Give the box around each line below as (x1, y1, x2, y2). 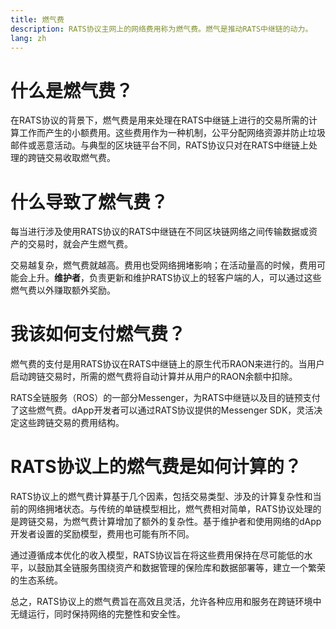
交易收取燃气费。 (44, 152, 116, 164)
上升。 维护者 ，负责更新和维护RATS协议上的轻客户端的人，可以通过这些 (27, 272, 322, 284)
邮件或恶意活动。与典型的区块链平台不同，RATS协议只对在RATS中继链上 (10, 139, 309, 151)
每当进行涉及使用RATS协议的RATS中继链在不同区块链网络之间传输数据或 (10, 226, 309, 238)
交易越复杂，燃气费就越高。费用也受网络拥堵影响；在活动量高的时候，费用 (10, 259, 317, 271)
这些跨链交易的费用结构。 (18, 417, 125, 429)
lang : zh (10, 33, 47, 43)
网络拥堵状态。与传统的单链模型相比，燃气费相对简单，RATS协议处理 (27, 503, 313, 515)
